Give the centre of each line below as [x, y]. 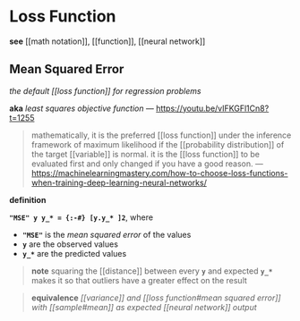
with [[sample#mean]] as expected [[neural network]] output [144, 307]
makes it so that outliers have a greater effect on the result [139, 280]
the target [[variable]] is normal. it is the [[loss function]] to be [145, 154]
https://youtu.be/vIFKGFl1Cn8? [212, 108]
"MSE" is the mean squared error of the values [107, 234]
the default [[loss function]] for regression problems [105, 90]
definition [28, 199]
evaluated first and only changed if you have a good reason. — [147, 164]
